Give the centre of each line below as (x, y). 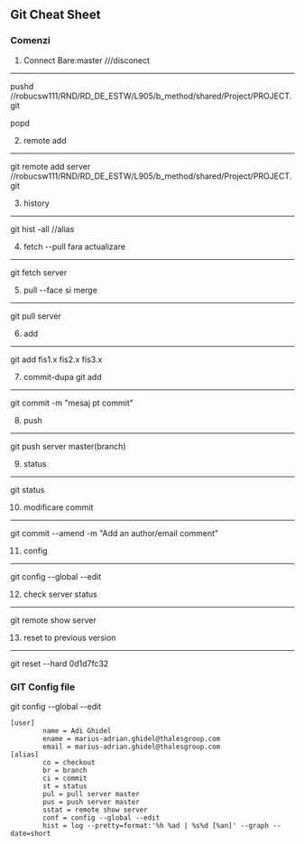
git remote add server (51, 166)
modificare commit (58, 507)
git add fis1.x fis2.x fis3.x (56, 359)
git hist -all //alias (42, 228)
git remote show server (54, 620)
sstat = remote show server (95, 810)
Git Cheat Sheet (55, 15)
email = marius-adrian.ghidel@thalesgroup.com (132, 747)
